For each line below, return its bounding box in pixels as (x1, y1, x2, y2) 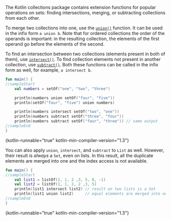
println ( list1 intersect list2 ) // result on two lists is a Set (14, 187, 156, 192)
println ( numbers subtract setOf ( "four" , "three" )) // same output (14, 119, 158, 124)
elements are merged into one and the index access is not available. (5, 158, 148, 164)
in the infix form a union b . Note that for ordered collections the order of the (5, 30, 165, 36)
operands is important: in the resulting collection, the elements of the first (5, 35, 159, 42)
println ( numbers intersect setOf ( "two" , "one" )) (14, 109, 120, 115)
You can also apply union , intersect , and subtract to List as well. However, (5, 147, 164, 153)
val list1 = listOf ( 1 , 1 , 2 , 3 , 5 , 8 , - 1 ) (14, 177, 106, 182)
